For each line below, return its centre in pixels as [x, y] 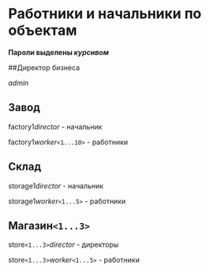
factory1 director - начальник [55, 126]
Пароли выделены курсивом [58, 52]
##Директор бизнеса [44, 67]
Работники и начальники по [105, 14]
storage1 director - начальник [56, 185]
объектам [43, 30]
